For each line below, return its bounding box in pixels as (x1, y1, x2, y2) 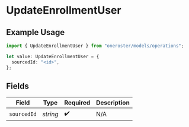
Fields (6, 81, 30, 91)
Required (64, 99, 91, 107)
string (42, 110, 59, 118)
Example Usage (6, 27, 65, 37)
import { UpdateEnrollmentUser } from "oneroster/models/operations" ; (6, 43, 184, 49)
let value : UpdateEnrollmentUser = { (6, 53, 100, 59)
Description (95, 99, 130, 107)
